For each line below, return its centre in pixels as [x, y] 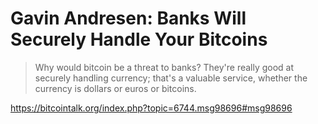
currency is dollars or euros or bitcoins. [115, 88]
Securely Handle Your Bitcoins [139, 39]
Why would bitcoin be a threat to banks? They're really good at [164, 67]
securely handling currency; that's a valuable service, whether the [171, 78]
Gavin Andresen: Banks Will [128, 18]
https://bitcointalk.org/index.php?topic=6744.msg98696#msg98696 [151, 108]
